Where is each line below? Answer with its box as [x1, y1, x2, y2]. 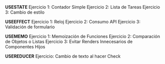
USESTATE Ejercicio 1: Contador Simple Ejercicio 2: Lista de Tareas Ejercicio [5, 4, 161, 10]
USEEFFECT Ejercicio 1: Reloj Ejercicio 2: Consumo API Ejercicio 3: [5, 19, 141, 24]
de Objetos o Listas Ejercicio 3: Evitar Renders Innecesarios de [5, 39, 133, 44]
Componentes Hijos [5, 44, 45, 49]
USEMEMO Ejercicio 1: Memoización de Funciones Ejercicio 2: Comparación [5, 34, 161, 39]
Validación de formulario [5, 24, 55, 30]
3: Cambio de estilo [5, 9, 45, 15]
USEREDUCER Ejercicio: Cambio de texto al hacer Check [5, 53, 121, 59]
